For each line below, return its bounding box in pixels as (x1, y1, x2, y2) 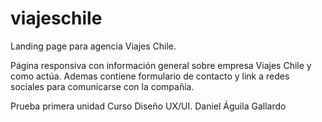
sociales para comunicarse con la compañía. (10, 80, 195, 92)
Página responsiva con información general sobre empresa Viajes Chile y (10, 59, 312, 71)
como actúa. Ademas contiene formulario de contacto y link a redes (10, 70, 290, 82)
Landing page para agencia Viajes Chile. (10, 40, 177, 52)
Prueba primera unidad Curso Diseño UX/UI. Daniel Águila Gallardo (10, 100, 287, 112)
